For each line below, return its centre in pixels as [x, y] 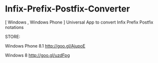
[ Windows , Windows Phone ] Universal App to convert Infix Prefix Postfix [79, 22]
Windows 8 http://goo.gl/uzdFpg [38, 55]
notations [15, 27]
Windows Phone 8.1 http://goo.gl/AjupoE [45, 46]
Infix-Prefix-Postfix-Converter [67, 9]
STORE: [13, 37]
